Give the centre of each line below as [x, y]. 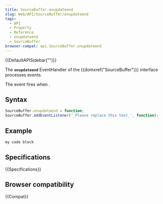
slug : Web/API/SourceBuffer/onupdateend [47, 14]
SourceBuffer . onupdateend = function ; [45, 111]
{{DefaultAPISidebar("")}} [31, 60]
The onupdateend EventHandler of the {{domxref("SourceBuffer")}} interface [81, 70]
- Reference [22, 32]
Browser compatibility [40, 185]
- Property [21, 28]
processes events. [24, 75]
